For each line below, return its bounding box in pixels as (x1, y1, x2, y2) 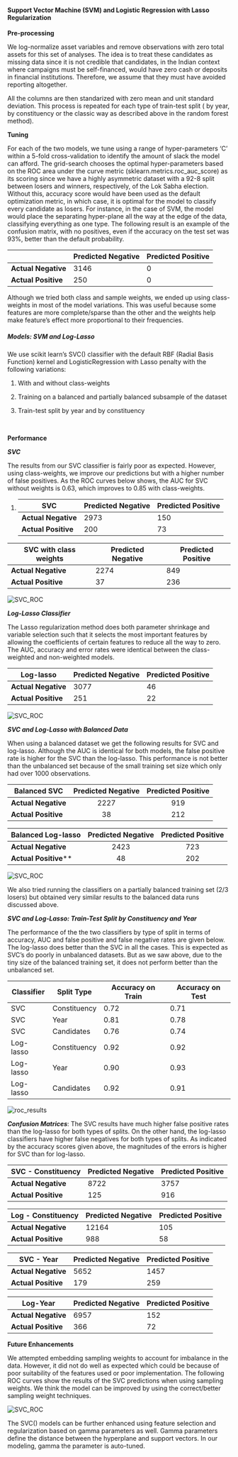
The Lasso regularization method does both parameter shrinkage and (7, 623, 210, 632)
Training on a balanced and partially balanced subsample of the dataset (17, 392, 227, 401)
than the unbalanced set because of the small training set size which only (7, 762, 222, 770)
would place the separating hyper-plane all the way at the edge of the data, (7, 212, 227, 221)
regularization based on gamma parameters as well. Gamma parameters (7, 1426, 218, 1435)
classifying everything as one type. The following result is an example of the (7, 220, 230, 229)
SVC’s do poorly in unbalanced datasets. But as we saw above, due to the (7, 951, 222, 960)
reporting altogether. (7, 80, 67, 89)
